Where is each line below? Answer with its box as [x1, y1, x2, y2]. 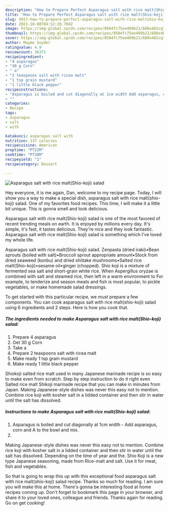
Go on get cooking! [5, 499, 45, 506]
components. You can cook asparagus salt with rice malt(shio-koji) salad [5, 299, 156, 305]
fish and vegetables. [5, 463, 48, 469]
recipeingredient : [5, 54, 44, 59]
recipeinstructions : [5, 87, 49, 92]
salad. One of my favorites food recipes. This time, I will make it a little [15, 200, 160, 206]
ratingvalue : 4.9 [5, 45, 42, 50]
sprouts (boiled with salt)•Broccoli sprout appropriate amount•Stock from [5, 252, 158, 258]
